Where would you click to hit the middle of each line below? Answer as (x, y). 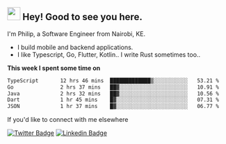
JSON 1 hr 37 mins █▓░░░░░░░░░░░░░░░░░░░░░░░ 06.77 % (113, 107)
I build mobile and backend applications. (75, 47)
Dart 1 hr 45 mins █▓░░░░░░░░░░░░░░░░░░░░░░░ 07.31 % (113, 100)
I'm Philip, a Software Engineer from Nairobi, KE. (76, 34)
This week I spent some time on (54, 68)
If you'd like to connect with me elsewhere (68, 120)
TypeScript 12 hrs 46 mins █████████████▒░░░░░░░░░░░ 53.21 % (113, 80)
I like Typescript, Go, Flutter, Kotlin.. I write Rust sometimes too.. (108, 54)
